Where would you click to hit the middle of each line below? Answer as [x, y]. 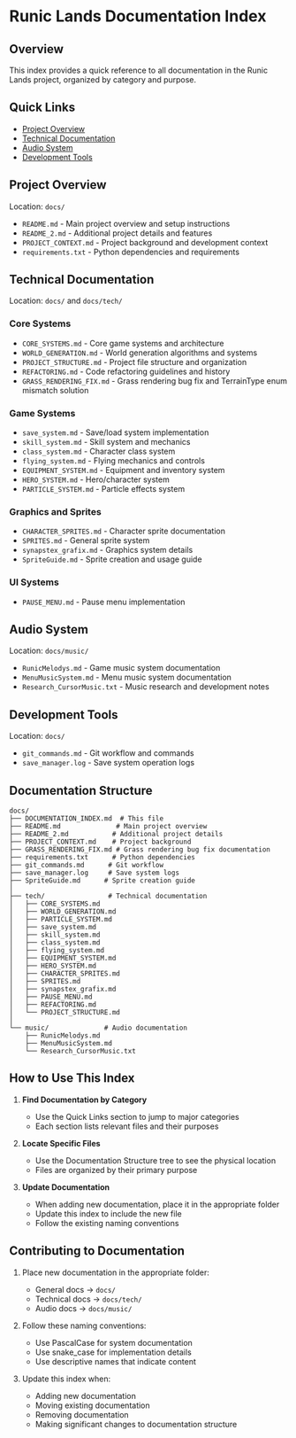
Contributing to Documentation [97, 1251]
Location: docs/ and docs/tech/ [66, 301]
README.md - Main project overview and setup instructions [126, 223]
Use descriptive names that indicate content [116, 1361]
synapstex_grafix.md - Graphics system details [107, 550]
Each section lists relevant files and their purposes [127, 1126]
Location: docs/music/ [49, 651]
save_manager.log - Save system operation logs [108, 763]
